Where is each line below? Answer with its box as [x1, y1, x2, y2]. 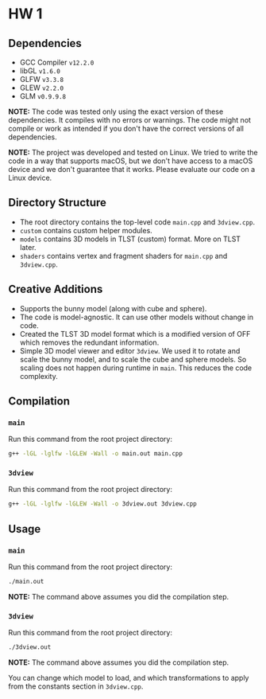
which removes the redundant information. [19, 338, 160, 347]
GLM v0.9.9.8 [19, 92, 67, 100]
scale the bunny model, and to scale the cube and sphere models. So [19, 354, 247, 364]
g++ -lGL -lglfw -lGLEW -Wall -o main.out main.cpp [8, 450, 183, 458]
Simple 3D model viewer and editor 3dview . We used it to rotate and [19, 346, 241, 355]
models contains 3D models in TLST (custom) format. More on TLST [19, 234, 241, 244]
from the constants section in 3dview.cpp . [8, 681, 144, 691]
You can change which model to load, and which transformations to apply [8, 674, 249, 683]
